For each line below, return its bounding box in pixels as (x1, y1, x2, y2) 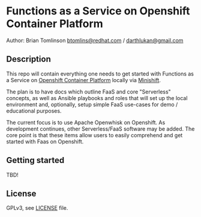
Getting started (6, 155, 65, 165)
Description (6, 54, 51, 64)
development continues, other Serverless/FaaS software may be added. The (6, 125, 195, 132)
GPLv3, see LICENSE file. (6, 204, 68, 212)
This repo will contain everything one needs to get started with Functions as (6, 70, 194, 77)
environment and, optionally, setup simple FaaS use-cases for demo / (6, 101, 178, 108)
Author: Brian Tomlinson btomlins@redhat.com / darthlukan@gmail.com (6, 37, 184, 44)
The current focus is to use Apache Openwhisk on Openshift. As (6, 119, 166, 126)
